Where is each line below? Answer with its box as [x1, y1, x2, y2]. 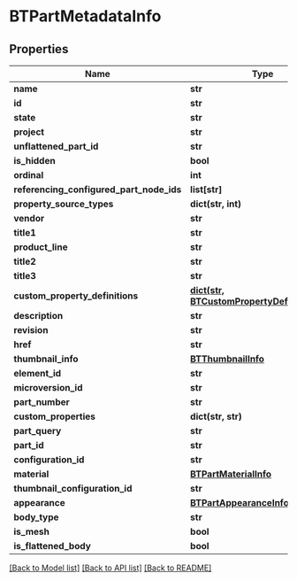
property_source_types [13, 198, 114, 210]
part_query [13, 425, 62, 437]
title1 [13, 227, 37, 238]
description [13, 310, 64, 321]
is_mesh [13, 525, 50, 538]
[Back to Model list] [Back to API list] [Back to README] [9, 562, 212, 573]
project [13, 126, 45, 138]
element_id [13, 368, 62, 379]
